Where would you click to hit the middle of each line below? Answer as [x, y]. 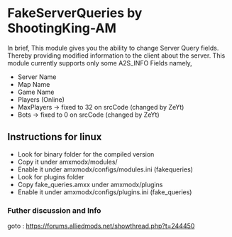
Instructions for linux [55, 137]
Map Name [34, 84]
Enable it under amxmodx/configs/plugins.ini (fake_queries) [105, 192]
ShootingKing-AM [62, 28]
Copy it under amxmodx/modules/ [68, 162]
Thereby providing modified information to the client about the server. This [116, 56]
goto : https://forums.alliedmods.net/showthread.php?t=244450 [101, 226]
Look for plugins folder [51, 177]
